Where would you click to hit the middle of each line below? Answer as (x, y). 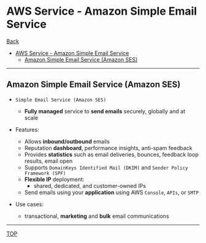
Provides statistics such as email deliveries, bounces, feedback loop (112, 154)
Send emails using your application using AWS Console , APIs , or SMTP (112, 192)
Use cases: (29, 204)
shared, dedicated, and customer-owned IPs (90, 185)
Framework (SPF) (45, 173)
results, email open (48, 161)
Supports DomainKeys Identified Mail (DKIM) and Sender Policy (106, 167)
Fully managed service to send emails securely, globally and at (105, 111)
